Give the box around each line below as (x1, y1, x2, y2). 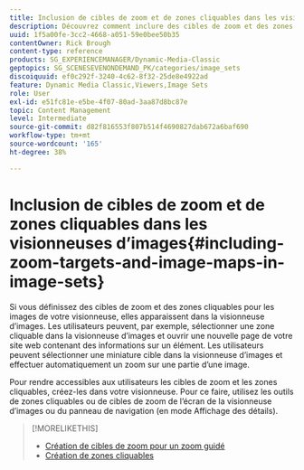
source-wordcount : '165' (9, 139, 103, 148)
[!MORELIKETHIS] (31, 422, 99, 434)
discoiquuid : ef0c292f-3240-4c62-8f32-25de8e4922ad (9, 72, 208, 81)
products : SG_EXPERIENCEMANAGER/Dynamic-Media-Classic (9, 55, 221, 64)
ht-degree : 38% (9, 147, 67, 156)
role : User (9, 89, 51, 98)
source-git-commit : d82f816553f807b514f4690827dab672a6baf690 (9, 123, 249, 132)
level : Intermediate (9, 114, 88, 123)
